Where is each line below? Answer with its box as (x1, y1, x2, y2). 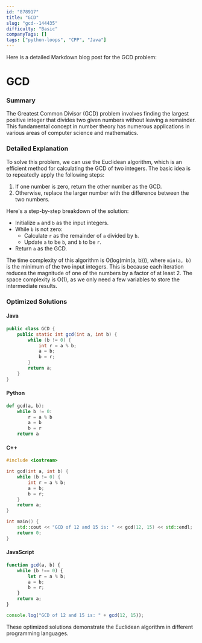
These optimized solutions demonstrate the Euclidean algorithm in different (6, 623, 194, 630)
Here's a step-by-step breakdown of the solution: (6, 207, 129, 215)
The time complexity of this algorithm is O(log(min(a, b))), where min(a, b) (6, 256, 192, 264)
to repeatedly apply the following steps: (6, 171, 105, 178)
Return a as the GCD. (14, 244, 68, 252)
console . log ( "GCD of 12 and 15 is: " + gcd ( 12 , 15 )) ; (6, 612, 145, 618)
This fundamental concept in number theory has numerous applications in (6, 123, 190, 130)
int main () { (6, 518, 39, 525)
